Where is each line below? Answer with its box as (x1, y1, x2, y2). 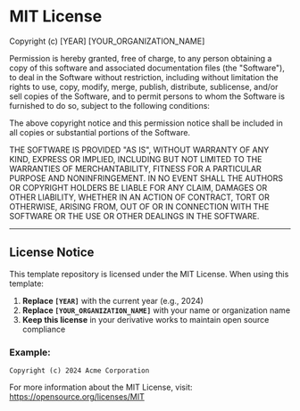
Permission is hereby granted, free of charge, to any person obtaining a (9, 53, 272, 63)
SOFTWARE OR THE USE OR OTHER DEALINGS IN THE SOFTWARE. (9, 210, 260, 221)
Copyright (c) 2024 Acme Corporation (9, 366, 150, 375)
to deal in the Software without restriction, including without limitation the (9, 71, 279, 82)
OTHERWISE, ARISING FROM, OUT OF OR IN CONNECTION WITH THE (9, 201, 270, 211)
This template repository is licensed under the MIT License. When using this (9, 268, 289, 279)
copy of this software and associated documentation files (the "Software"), (9, 62, 286, 73)
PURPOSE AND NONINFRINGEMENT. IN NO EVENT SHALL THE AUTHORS (9, 172, 284, 184)
